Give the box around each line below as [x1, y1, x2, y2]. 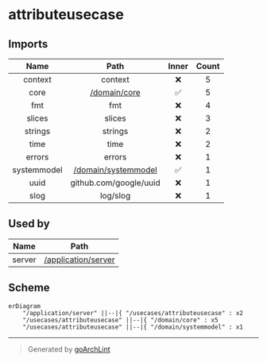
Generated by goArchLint [27, 344, 110, 354]
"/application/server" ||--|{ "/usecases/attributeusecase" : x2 [22, 309, 244, 317]
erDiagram [8, 302, 41, 310]
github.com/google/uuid [70, 177, 161, 188]
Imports [8, 37, 48, 51]
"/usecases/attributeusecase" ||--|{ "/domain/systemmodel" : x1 [22, 323, 244, 331]
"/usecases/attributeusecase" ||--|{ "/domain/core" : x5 [22, 316, 219, 324]
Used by [8, 217, 50, 231]
